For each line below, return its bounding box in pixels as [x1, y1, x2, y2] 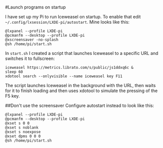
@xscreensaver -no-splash [5, 37, 58, 42]
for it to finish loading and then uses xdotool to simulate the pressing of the [5, 88, 158, 94]
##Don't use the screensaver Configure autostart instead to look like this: [5, 102, 154, 108]
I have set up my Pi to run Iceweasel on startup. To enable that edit [5, 14, 141, 19]
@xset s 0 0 [5, 121, 30, 126]
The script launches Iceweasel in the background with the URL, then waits [5, 83, 156, 88]
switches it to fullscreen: [5, 55, 55, 61]
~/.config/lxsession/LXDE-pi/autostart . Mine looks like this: [5, 19, 130, 25]
